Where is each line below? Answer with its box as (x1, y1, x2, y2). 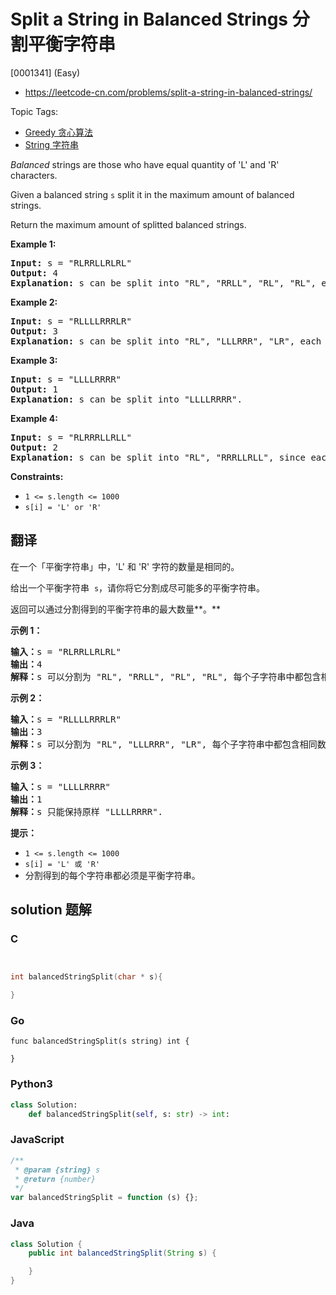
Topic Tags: (10, 105, 59, 117)
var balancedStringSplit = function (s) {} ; (10, 1193, 199, 1203)
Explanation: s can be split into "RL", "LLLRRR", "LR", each (10, 335, 322, 347)
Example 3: (10, 354, 58, 366)
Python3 (10, 1077, 53, 1091)
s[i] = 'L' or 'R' (24, 502, 102, 512)
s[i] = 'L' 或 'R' (24, 859, 101, 869)
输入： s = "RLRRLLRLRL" (10, 646, 122, 657)
